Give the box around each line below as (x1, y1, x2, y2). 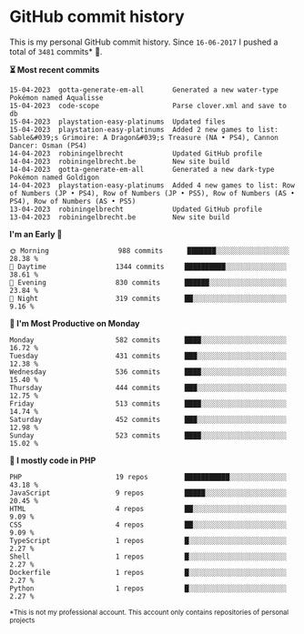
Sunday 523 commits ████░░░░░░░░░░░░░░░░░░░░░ (9, 430, 287, 440)
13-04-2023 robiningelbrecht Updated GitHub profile (9, 205, 262, 214)
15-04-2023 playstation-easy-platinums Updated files (9, 116, 226, 126)
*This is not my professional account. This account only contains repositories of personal (9, 608, 289, 617)
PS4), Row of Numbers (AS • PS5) (9, 196, 137, 206)
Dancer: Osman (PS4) (9, 141, 88, 150)
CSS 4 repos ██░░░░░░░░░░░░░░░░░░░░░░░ (9, 520, 287, 529)
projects (9, 616, 35, 625)
